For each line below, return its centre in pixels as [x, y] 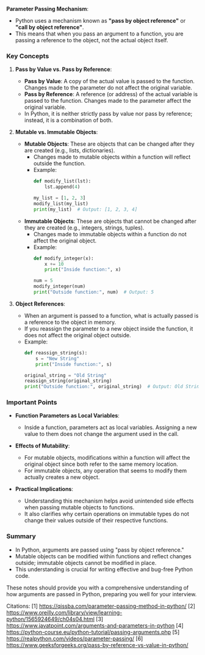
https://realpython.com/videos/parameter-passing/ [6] [75, 638]
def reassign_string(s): [56, 353]
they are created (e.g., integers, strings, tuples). [84, 227]
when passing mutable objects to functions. [79, 507]
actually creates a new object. [62, 477]
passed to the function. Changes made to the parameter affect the [107, 101]
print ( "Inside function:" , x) [83, 270]
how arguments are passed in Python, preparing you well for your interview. [102, 594]
